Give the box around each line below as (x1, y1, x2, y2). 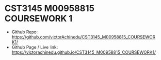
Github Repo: (11, 29, 38, 35)
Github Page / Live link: (11, 44, 58, 50)
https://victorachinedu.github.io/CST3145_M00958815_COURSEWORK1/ (11, 49, 156, 55)
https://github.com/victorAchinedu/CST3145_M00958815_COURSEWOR (11, 34, 156, 40)
